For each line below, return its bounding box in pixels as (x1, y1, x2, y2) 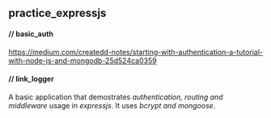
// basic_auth (8, 28, 54, 39)
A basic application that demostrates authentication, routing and (8, 92, 224, 102)
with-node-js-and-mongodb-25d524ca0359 (8, 56, 157, 65)
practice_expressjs (8, 6, 107, 20)
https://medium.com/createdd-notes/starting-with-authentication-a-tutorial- (8, 47, 264, 57)
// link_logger (8, 74, 54, 84)
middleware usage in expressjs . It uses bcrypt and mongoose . (8, 100, 216, 110)
